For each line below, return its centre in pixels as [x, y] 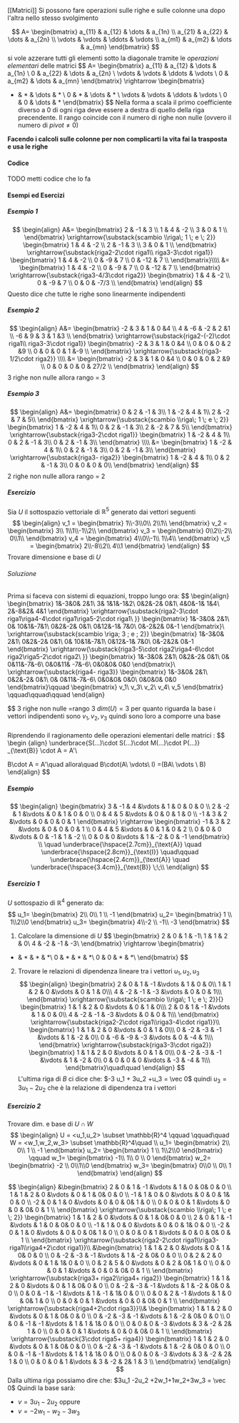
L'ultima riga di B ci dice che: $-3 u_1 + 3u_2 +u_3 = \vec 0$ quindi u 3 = [122, 1080]
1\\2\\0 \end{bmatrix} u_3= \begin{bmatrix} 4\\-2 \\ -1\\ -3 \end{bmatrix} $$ [120, 922]
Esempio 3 [24, 394]
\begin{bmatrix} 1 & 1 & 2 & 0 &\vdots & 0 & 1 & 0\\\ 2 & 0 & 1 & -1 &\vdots [125, 1006]
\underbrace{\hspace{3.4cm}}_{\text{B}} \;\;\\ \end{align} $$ [120, 867]
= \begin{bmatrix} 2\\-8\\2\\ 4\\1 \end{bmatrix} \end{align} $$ [120, 546]
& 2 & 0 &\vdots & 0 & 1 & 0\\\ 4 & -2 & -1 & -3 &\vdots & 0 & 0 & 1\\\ [125, 991]
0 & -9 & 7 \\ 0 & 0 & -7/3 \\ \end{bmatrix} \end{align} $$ [120, 282]
